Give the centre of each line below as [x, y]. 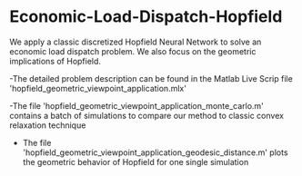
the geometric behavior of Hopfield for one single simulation [136, 161]
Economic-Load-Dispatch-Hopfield [146, 17]
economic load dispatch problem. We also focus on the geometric [133, 51]
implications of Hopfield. [55, 61]
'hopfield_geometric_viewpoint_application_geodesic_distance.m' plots [155, 152]
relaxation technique [48, 125]
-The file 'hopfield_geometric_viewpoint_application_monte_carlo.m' [136, 105]
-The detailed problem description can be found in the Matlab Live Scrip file [151, 78]
